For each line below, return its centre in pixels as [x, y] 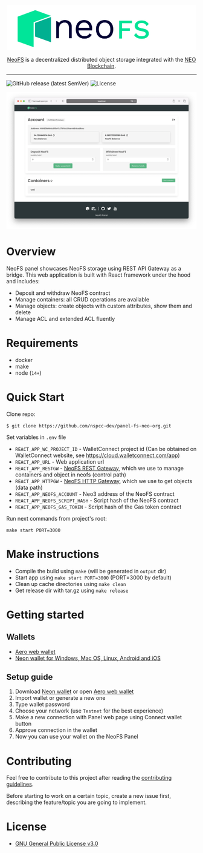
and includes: [23, 281]
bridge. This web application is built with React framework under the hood [98, 275]
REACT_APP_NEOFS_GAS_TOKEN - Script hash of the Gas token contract [98, 507]
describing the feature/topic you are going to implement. [76, 802]
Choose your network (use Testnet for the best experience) [89, 711]
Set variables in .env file [36, 437]
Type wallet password [42, 705]
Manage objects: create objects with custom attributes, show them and [103, 306]
